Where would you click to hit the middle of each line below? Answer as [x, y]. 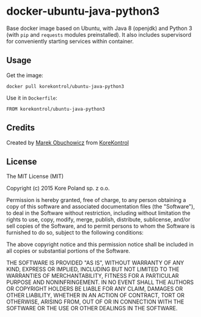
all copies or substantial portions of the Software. [68, 251]
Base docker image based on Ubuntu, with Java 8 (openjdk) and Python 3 [99, 28]
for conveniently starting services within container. [70, 41]
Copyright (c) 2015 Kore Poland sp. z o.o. [58, 188]
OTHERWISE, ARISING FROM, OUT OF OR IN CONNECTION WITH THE [95, 302]
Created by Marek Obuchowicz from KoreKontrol [68, 143]
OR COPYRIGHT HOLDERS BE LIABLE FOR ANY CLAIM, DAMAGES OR [95, 289]
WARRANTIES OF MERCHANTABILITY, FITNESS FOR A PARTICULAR [93, 276]
